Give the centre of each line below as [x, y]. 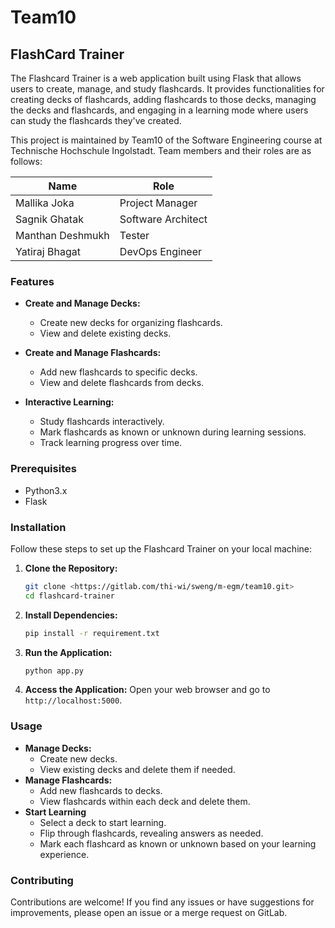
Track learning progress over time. [111, 443]
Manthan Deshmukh [62, 235]
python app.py [54, 671]
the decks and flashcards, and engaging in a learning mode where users [159, 110]
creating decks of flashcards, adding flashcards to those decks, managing [163, 99]
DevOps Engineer [161, 251]
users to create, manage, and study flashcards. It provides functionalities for [167, 89]
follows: [26, 161]
